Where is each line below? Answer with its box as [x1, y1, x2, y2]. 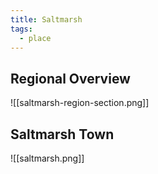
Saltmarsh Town [10, 126, 115, 143]
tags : [10, 24, 33, 34]
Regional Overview [10, 70, 131, 87]
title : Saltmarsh [10, 14, 83, 25]
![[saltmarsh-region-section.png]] [10, 97, 150, 109]
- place [19, 33, 52, 43]
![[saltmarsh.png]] [10, 152, 85, 164]
